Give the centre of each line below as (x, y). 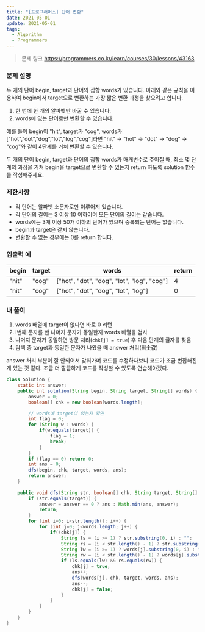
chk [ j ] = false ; (92, 589)
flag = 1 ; (62, 436)
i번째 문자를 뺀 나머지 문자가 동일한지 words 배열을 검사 (81, 332)
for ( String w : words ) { (61, 425)
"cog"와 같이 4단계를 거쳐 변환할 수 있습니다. (60, 146)
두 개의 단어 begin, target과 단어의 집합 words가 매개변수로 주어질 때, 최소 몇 (98, 160)
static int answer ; (42, 386)
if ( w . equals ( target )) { (69, 431)
